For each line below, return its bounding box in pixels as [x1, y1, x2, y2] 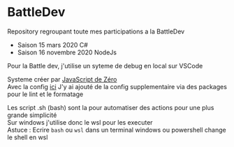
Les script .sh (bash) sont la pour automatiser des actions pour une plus [7, 103, 214, 111]
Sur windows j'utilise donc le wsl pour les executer [7, 118, 153, 126]
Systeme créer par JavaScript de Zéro [7, 75, 117, 84]
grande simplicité [7, 111, 57, 119]
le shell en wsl [7, 133, 48, 141]
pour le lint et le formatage [7, 90, 84, 98]
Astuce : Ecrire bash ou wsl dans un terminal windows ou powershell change [7, 125, 226, 134]
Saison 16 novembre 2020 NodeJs [17, 48, 117, 56]
